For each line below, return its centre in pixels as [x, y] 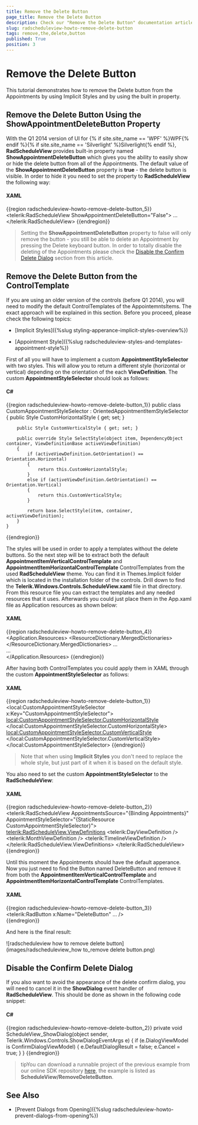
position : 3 [21, 45]
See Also [23, 1095]
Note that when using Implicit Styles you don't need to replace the [102, 757]
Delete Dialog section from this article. [67, 258]
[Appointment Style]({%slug [49, 341]
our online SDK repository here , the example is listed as [88, 1070]
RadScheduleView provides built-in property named [70, 151]
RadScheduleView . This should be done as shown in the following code [93, 995]
